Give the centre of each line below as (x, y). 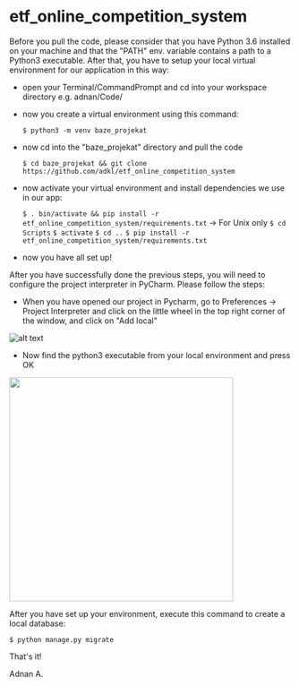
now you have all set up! (67, 257)
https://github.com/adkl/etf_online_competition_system (128, 171)
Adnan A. (26, 673)
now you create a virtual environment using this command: (130, 114)
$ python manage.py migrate (62, 639)
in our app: (42, 197)
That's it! (26, 656)
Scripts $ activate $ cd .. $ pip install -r (106, 233)
